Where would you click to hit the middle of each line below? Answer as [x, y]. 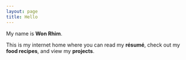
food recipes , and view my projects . [50, 51]
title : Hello [22, 17]
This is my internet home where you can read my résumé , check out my [93, 45]
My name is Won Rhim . [34, 33]
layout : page [22, 11]
